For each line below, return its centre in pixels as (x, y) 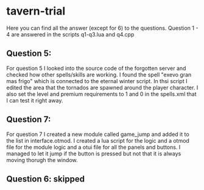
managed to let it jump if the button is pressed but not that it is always (94, 154)
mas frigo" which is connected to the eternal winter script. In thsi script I (97, 81)
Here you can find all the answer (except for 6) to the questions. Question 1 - (102, 28)
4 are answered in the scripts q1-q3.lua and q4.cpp (70, 34)
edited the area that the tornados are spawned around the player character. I (102, 87)
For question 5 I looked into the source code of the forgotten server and (96, 68)
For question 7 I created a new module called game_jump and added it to (98, 134)
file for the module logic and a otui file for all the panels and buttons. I (93, 147)
